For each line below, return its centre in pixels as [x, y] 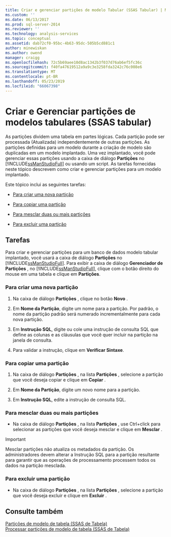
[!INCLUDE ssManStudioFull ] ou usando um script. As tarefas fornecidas [81, 164]
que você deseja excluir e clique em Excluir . [60, 495]
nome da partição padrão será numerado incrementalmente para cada [86, 314]
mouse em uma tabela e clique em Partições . [53, 274]
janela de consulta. [32, 340]
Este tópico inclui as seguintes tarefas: [46, 184]
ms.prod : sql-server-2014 [33, 24]
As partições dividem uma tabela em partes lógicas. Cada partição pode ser [85, 137]
